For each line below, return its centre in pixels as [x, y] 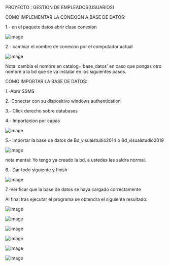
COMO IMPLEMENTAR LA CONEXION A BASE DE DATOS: [65, 17]
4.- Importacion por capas [33, 121]
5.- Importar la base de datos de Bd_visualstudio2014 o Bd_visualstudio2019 [84, 140]
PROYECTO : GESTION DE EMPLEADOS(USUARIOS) [60, 7]
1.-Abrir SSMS [20, 91]
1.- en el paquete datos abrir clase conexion [51, 27]
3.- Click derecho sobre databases [41, 111]
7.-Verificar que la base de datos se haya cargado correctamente [73, 189]
